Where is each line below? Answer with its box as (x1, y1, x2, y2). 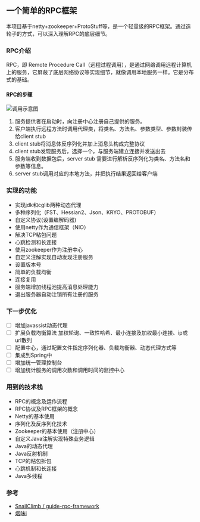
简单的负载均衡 (14, 268, 52, 276)
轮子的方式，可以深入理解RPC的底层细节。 (6, 30, 111, 37)
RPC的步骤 (6, 91, 33, 98)
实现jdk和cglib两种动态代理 (14, 201, 82, 208)
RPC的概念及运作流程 (14, 397, 67, 404)
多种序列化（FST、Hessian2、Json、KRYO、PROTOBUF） (14, 208, 160, 216)
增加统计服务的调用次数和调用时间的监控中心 (14, 366, 125, 374)
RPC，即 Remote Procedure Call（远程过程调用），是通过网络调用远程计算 (6, 61, 187, 69)
